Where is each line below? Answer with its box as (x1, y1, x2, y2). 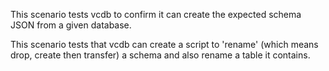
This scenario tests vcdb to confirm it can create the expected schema (10, 9, 302, 20)
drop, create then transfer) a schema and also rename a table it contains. (10, 49, 311, 61)
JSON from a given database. (10, 19, 132, 31)
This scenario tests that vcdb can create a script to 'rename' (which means (10, 39, 319, 50)
